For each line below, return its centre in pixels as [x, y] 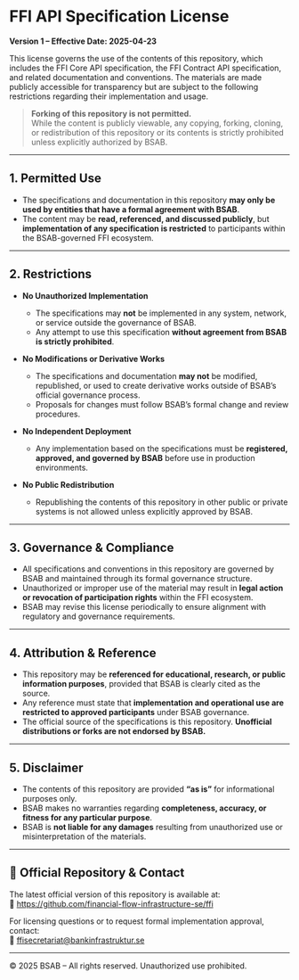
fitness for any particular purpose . [87, 817]
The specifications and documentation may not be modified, [146, 375]
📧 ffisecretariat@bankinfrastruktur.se [77, 940]
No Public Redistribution [68, 484]
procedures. [58, 414]
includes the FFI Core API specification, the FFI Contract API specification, [145, 68]
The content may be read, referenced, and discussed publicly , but [145, 218]
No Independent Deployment [77, 431]
